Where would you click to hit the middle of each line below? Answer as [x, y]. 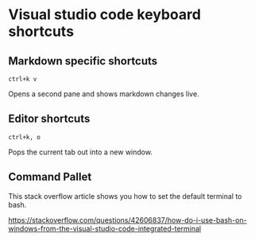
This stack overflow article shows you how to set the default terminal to [125, 196]
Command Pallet [50, 177]
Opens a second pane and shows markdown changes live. [104, 94]
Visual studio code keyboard [104, 15]
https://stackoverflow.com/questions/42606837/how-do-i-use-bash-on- [128, 220]
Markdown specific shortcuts [83, 61]
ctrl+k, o [25, 137]
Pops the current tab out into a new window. [81, 152]
